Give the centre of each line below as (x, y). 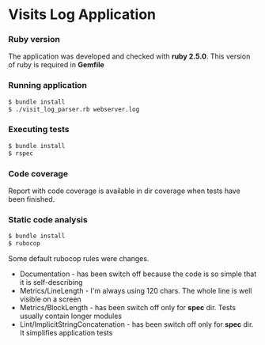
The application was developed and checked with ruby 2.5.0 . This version (129, 56)
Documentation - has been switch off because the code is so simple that (138, 274)
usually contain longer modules (71, 316)
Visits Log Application (82, 15)
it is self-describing (51, 282)
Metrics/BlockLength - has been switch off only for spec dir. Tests (127, 307)
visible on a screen (50, 299)
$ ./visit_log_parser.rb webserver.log (74, 109)
